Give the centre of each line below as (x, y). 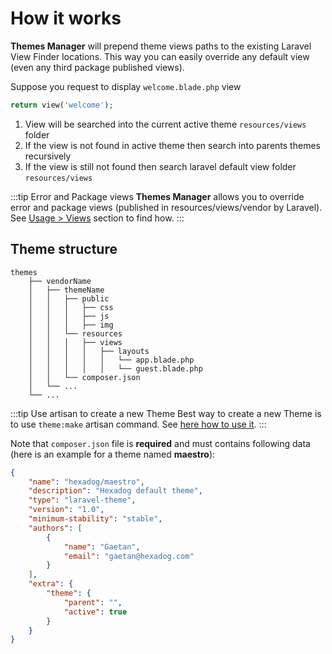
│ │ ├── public (69, 298)
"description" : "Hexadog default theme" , (115, 491)
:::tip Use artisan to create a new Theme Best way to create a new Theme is (166, 413)
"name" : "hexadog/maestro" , (86, 482)
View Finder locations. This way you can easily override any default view (160, 56)
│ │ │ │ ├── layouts (89, 351)
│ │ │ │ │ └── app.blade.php (111, 360)
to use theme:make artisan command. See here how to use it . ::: (138, 424)
